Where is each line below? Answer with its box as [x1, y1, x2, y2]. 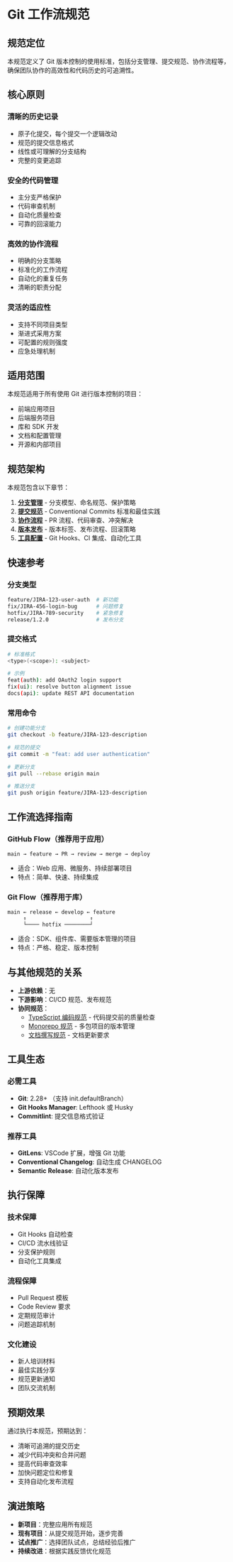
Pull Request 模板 [17, 1294, 69, 1301]
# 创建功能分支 [7, 725, 46, 732]
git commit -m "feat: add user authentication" [7, 750, 151, 758]
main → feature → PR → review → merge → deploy [7, 850, 151, 858]
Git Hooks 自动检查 [17, 1230, 74, 1238]
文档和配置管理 [17, 431, 62, 440]
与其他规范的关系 [7, 966, 82, 978]
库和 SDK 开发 [17, 422, 59, 431]
